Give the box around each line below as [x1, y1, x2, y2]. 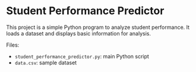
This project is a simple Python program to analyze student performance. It [6, 24, 190, 31]
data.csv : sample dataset [14, 59, 77, 66]
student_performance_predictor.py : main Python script [14, 53, 150, 60]
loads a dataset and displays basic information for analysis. [6, 30, 151, 37]
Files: [6, 41, 20, 48]
